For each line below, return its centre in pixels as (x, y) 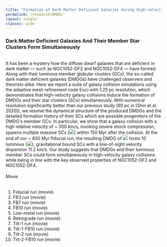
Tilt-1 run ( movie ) (30, 223)
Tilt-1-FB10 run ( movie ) (36, 229)
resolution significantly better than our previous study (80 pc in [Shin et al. (82, 105)
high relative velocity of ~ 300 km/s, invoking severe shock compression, (80, 126)
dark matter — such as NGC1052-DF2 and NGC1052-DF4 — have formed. (81, 68)
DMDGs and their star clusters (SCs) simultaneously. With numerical (75, 100)
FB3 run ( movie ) (29, 197)
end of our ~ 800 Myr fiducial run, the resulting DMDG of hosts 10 (76, 138)
